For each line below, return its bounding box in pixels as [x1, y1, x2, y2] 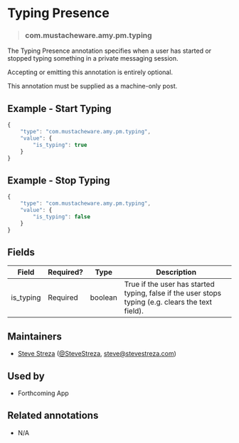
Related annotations [7, 409, 99, 422]
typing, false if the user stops [124, 288, 222, 298]
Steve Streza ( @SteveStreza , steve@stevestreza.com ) [17, 350, 176, 358]
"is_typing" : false [33, 213, 91, 220]
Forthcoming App [17, 389, 69, 397]
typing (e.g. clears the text [124, 297, 212, 307]
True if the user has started [124, 280, 215, 290]
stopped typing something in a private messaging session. [7, 54, 179, 63]
